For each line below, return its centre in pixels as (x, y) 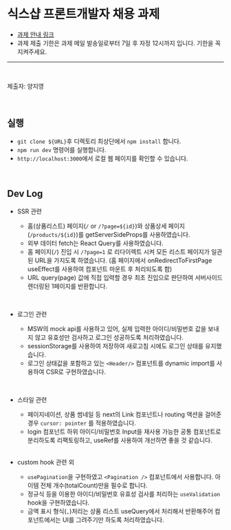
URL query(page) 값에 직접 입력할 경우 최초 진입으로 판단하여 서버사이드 (125, 277)
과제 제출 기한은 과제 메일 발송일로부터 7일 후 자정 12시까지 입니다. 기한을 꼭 (119, 43)
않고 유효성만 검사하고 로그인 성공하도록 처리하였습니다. (109, 337)
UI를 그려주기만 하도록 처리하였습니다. (113, 520)
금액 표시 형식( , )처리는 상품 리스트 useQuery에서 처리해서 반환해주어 (120, 511)
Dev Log (25, 194)
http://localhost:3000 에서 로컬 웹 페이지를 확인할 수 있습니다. (102, 158)
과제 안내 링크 (35, 34)
